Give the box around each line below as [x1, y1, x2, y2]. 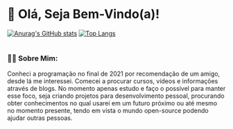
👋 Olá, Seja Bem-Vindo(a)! [7, 6, 160, 22]
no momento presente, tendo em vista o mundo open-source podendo [7, 106, 209, 114]
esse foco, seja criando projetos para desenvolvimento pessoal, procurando [7, 92, 225, 100]
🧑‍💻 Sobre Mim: [7, 53, 58, 63]
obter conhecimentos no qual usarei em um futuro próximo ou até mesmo [7, 98, 218, 107]
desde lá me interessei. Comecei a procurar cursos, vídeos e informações [7, 76, 218, 85]
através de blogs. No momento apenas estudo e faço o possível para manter [7, 84, 226, 92]
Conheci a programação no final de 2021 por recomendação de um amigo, [7, 69, 221, 78]
